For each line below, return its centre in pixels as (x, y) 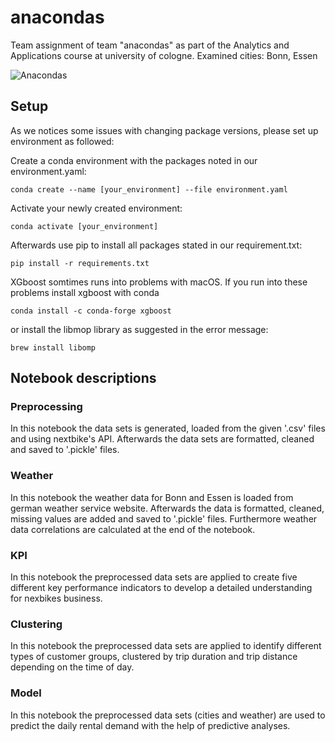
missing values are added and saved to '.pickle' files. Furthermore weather (164, 518)
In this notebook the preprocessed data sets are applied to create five (154, 577)
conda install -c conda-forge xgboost (91, 311)
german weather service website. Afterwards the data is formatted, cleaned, (167, 508)
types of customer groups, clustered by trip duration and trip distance (154, 657)
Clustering (36, 624)
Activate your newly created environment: (96, 208)
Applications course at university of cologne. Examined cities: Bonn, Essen (164, 55)
